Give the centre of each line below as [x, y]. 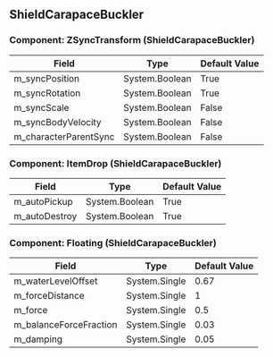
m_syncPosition [47, 78]
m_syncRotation [47, 93]
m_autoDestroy [45, 216]
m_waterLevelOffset [56, 281]
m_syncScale [41, 107]
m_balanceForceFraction [66, 325]
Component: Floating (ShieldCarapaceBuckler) [113, 242]
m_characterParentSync [64, 136]
